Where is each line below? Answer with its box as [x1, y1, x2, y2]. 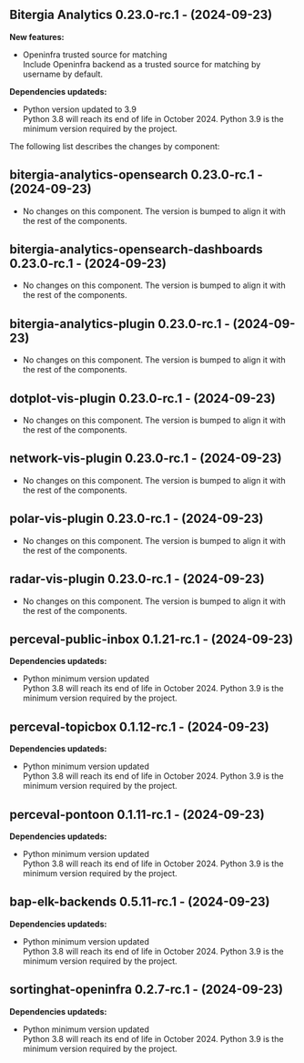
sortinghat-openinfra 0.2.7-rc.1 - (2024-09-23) [9, 982, 284, 997]
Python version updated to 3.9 [22, 104, 137, 115]
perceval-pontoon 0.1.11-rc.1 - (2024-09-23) [9, 806, 266, 823]
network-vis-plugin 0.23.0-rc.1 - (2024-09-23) [9, 451, 282, 466]
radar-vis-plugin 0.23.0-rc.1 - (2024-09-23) [9, 571, 266, 587]
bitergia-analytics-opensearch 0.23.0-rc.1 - [9, 168, 264, 183]
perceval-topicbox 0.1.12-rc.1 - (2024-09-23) [9, 719, 270, 734]
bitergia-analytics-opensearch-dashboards [9, 241, 264, 258]
